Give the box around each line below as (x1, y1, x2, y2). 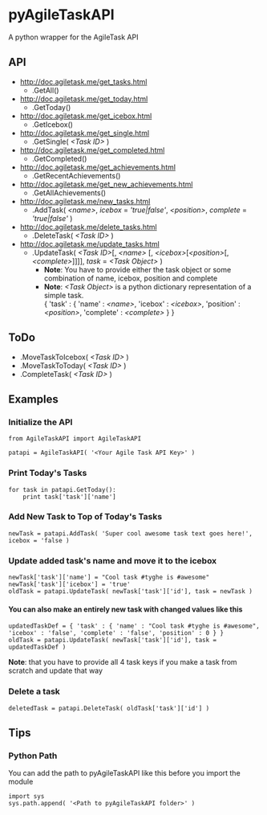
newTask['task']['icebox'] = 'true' (8, 580, 131, 588)
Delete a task (8, 686, 60, 697)
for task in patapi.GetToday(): (8, 485, 116, 494)
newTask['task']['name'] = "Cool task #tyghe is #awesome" (8, 573, 210, 582)
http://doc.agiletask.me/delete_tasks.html (19, 222, 158, 231)
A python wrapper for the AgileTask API (8, 32, 139, 42)
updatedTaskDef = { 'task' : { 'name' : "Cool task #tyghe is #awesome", (8, 622, 261, 630)
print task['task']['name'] (22, 493, 116, 501)
